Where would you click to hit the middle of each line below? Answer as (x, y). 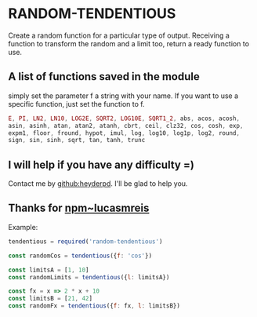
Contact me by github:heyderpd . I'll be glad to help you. (98, 184)
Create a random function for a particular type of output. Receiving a (119, 35)
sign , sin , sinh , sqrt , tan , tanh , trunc (77, 140)
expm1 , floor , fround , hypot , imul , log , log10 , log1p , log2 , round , (124, 133)
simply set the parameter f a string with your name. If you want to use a (123, 96)
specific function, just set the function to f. (76, 104)
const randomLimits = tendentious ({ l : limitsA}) (89, 277)
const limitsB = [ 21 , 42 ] (50, 299)
